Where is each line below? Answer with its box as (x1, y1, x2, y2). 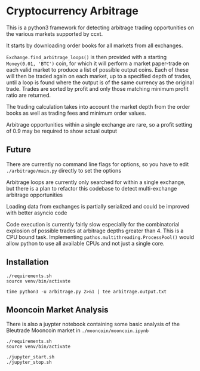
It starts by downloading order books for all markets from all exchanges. (6, 42, 183, 49)
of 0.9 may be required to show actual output (6, 127, 118, 134)
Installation (6, 257, 49, 267)
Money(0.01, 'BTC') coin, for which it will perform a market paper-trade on (6, 60, 190, 67)
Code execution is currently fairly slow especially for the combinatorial (6, 220, 180, 228)
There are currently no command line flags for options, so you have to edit (6, 160, 189, 168)
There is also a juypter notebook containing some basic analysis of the (6, 321, 180, 328)
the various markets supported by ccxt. (6, 30, 103, 37)
